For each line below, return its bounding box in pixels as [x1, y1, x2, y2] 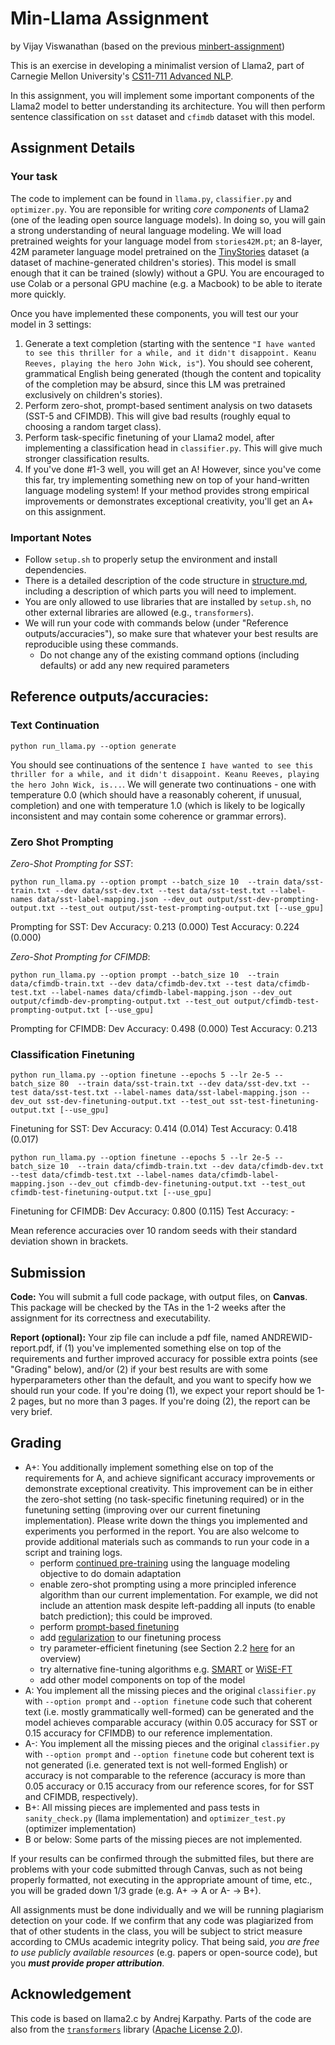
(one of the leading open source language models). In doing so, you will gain [10, 213, 326, 226]
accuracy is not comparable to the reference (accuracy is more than [24, 1769, 306, 1781]
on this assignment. [24, 505, 107, 517]
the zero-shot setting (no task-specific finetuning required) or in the [24, 1493, 305, 1505]
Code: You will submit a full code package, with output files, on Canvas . [10, 1291, 308, 1303]
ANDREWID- [261, 1332, 313, 1344]
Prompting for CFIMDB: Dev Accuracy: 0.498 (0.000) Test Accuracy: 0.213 [10, 1022, 318, 1034]
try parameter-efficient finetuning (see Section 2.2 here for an [39, 1642, 296, 1654]
